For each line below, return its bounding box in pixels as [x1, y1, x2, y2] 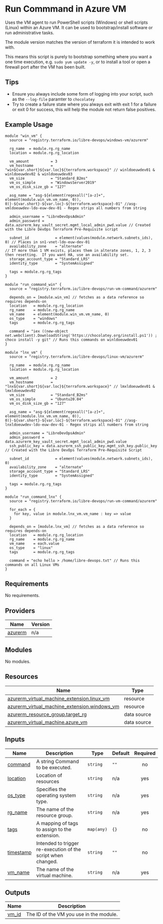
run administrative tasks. [5, 30, 54, 35]
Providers [5, 607, 35, 615]
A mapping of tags [36, 820, 79, 826]
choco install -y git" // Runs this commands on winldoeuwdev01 [5, 337, 138, 342]
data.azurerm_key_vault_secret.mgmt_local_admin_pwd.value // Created [5, 222, 151, 228]
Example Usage [5, 120, 53, 129]
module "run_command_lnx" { [5, 494, 62, 499]
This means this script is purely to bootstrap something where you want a [5, 53, 152, 59]
